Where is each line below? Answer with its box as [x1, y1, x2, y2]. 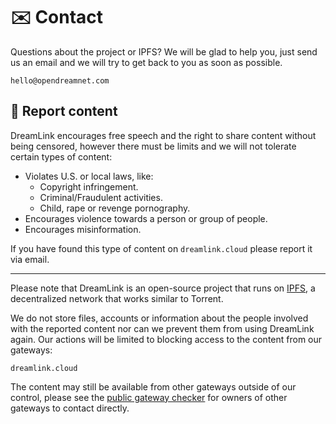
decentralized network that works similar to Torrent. [10, 292, 224, 304]
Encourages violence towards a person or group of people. [24, 212, 268, 224]
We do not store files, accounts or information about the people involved [10, 312, 309, 324]
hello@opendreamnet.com [10, 75, 110, 86]
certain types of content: [10, 150, 113, 163]
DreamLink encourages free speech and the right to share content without [10, 129, 317, 141]
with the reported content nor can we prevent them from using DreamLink [10, 322, 315, 334]
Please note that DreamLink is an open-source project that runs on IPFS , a [10, 282, 316, 294]
